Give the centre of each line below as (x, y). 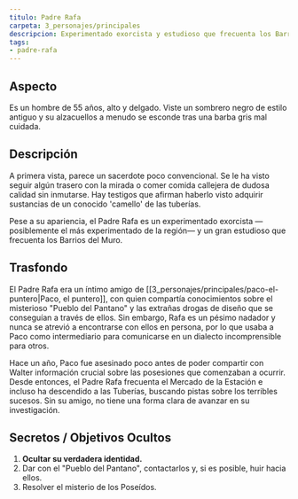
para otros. (29, 346)
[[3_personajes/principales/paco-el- (212, 289)
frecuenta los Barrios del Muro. (66, 239)
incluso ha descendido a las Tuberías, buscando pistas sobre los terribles (143, 391)
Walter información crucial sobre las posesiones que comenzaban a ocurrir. (148, 372)
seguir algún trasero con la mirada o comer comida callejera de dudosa (139, 185)
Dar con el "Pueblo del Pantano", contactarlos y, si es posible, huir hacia (154, 468)
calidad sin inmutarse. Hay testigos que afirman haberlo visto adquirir (136, 194)
